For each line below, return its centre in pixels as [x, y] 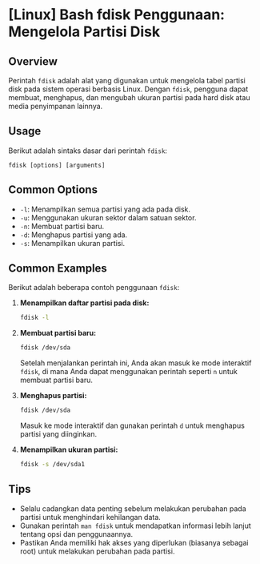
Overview [33, 61]
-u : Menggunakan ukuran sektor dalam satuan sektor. [108, 217]
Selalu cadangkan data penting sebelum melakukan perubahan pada [133, 508]
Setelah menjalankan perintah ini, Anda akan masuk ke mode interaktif [136, 363]
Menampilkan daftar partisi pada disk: [84, 303]
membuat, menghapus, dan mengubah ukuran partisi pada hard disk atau [129, 97]
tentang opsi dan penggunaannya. [76, 534]
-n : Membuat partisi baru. [62, 226]
